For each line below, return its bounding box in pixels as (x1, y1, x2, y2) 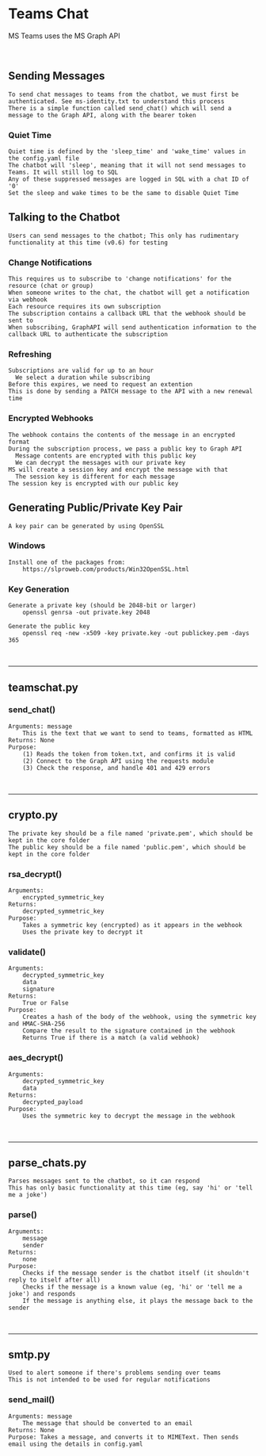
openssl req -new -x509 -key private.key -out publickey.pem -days (22, 630, 249, 638)
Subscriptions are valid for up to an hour (8, 366, 154, 375)
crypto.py (8, 808, 58, 822)
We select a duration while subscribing (15, 374, 150, 381)
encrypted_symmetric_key (22, 893, 104, 901)
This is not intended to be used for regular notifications (8, 1376, 211, 1384)
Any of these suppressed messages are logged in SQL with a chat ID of (8, 175, 249, 183)
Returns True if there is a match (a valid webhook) (22, 1034, 200, 1042)
